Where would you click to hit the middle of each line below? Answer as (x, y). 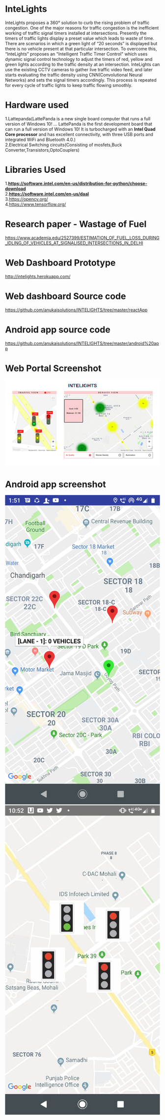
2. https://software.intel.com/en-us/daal (47, 194)
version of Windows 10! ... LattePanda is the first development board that (79, 124)
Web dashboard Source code (66, 296)
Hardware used (37, 105)
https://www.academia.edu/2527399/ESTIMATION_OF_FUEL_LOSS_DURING (82, 238)
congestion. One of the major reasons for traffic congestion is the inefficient (82, 27)
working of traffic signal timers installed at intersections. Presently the (76, 33)
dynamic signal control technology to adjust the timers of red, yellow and (79, 59)
